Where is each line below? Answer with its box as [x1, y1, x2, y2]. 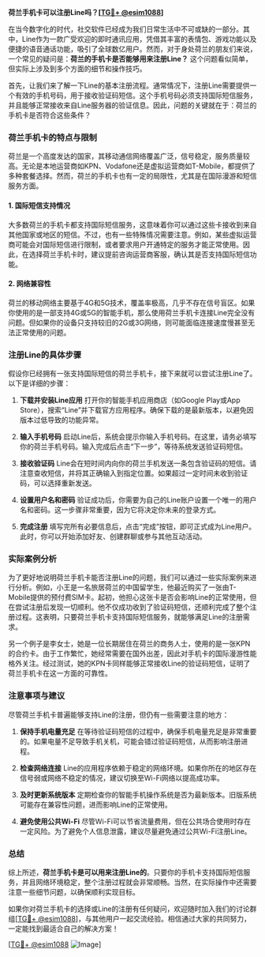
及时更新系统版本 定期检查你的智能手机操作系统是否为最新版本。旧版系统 [19, 789, 257, 799]
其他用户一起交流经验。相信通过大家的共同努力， [91, 914, 251, 923]
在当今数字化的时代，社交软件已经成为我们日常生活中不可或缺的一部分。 [8, 24, 243, 34]
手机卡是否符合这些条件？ [8, 111, 91, 119]
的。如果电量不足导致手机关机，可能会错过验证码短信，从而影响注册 [19, 737, 241, 746]
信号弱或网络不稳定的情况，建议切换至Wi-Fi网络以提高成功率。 [19, 773, 225, 782]
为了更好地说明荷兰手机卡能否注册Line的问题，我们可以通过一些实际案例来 [8, 573, 250, 582]
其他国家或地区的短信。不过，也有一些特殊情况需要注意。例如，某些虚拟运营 [8, 229, 257, 239]
